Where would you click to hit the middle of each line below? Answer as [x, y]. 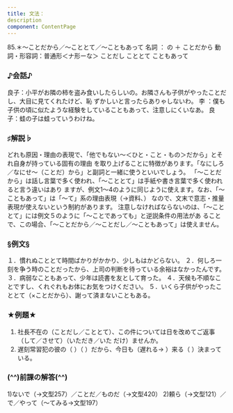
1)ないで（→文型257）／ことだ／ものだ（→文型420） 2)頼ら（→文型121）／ [117, 393]
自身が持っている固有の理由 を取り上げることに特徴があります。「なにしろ [119, 163]
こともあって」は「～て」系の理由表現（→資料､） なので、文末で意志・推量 [116, 198]
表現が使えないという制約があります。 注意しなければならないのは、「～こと [116, 207]
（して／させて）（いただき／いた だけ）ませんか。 [89, 340]
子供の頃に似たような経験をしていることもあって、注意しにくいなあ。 [107, 109]
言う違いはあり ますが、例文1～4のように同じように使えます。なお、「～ [122, 189]
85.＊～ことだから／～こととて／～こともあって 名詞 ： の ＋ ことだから [110, 47]
